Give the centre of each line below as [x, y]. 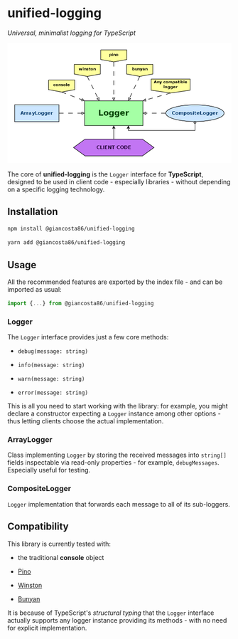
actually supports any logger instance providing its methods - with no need [117, 620]
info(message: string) [51, 365]
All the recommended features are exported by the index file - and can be [115, 282]
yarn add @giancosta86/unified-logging [66, 243]
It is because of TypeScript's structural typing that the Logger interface [111, 613]
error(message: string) [53, 393]
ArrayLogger [30, 440]
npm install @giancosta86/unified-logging [71, 229]
